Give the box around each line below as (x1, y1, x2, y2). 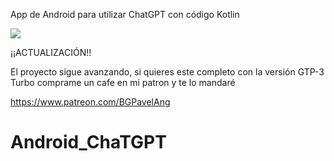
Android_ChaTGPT (10, 131, 167, 154)
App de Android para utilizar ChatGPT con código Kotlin (10, 9, 240, 20)
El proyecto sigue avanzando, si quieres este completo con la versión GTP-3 (10, 66, 325, 78)
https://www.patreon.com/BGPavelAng (10, 96, 171, 108)
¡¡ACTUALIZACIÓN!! (10, 47, 92, 58)
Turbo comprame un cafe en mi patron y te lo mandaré (10, 77, 236, 88)
